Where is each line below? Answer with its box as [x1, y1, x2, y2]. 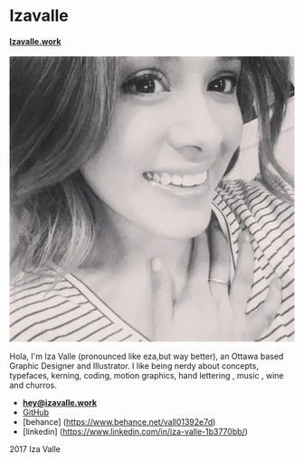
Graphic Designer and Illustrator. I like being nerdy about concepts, [9, 361, 260, 371]
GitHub [22, 407, 50, 418]
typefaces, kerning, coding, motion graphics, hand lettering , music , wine [9, 371, 284, 381]
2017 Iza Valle [9, 444, 61, 455]
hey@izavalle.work [22, 398, 98, 409]
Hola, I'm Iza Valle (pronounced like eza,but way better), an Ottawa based [9, 351, 284, 362]
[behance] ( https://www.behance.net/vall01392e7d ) [22, 417, 216, 428]
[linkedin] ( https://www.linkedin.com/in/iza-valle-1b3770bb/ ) [22, 427, 249, 438]
